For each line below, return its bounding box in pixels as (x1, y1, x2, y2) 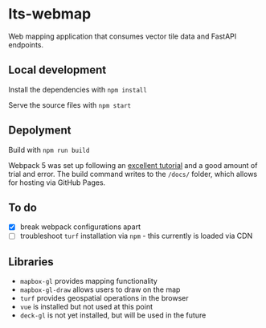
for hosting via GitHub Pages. (8, 178, 106, 187)
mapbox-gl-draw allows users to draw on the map (19, 285, 181, 294)
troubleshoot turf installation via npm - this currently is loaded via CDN (19, 231, 253, 241)
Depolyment (8, 124, 72, 137)
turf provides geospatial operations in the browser (19, 293, 189, 303)
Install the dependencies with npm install (8, 84, 147, 94)
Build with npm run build (8, 145, 90, 154)
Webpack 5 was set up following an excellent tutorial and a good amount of (8, 160, 258, 170)
